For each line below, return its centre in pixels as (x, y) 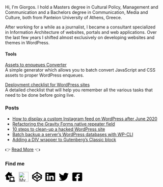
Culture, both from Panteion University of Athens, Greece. (64, 17)
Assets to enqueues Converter (36, 65)
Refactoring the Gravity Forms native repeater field (64, 124)
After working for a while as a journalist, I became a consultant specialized (80, 27)
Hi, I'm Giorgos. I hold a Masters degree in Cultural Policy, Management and (82, 7)
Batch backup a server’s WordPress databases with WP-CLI (73, 134)
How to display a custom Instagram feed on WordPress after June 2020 (85, 119)
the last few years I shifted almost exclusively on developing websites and (80, 37)
